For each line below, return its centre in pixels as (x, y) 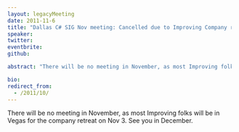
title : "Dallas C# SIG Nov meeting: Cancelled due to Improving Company (117, 27)
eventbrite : (25, 47)
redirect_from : (30, 86)
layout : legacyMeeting (41, 14)
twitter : (20, 41)
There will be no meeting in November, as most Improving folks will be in (114, 113)
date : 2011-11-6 (31, 21)
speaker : (20, 34)
